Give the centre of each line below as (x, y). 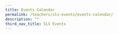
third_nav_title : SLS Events (36, 24)
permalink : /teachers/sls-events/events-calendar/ (59, 14)
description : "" (22, 19)
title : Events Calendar (30, 10)
